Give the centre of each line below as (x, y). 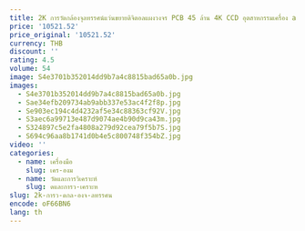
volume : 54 (30, 69)
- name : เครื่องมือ (45, 161)
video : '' (28, 145)
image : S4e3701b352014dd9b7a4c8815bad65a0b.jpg (102, 77)
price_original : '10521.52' (63, 35)
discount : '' (34, 52)
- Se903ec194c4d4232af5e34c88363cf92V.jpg (99, 111)
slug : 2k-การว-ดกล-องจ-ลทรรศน (61, 196)
